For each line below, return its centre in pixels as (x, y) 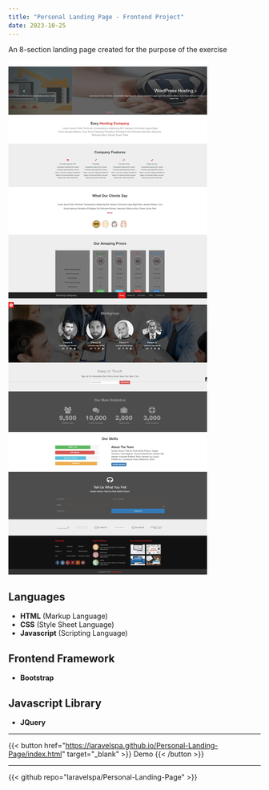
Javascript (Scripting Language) (74, 633)
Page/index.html (35, 754)
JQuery (33, 722)
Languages (37, 597)
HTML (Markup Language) (64, 616)
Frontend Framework (62, 658)
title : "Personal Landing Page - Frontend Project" (96, 17)
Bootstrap (37, 678)
